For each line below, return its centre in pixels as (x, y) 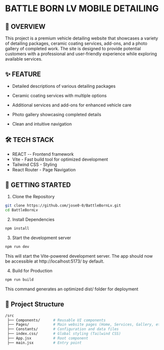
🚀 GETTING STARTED (38, 185)
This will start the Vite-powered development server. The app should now (79, 256)
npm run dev (17, 247)
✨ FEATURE (23, 74)
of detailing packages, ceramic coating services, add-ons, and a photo (76, 43)
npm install (17, 228)
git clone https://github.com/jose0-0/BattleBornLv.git (63, 206)
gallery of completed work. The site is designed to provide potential (73, 49)
